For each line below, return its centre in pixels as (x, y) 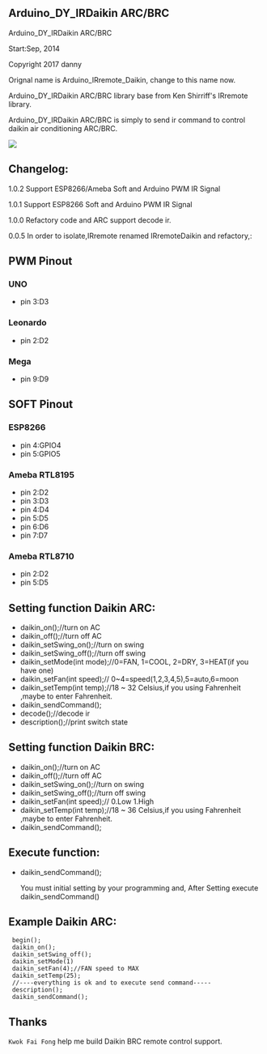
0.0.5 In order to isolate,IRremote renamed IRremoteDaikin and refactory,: (130, 236)
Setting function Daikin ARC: (82, 608)
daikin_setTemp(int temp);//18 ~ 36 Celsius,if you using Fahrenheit (130, 810)
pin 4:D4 (35, 509)
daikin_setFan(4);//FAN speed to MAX (75, 969)
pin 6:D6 (34, 526)
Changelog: (38, 169)
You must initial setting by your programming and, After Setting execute (139, 888)
